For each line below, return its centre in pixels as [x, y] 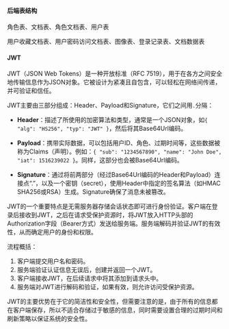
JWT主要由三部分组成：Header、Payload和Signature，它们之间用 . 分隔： [110, 106]
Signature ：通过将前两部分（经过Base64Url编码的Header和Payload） [116, 175]
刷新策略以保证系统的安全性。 [49, 319]
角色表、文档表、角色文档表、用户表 [58, 27]
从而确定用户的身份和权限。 [58, 232]
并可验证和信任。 [31, 91]
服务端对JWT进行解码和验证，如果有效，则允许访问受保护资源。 [107, 287]
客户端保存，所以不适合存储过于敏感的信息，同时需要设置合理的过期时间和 [118, 310]
